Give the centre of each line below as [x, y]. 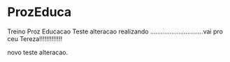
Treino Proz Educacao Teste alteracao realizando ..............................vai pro [115, 31]
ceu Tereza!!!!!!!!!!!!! [35, 38]
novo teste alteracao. [38, 52]
